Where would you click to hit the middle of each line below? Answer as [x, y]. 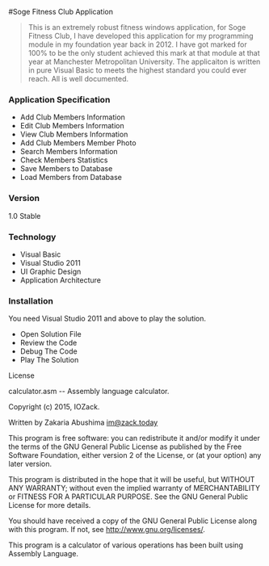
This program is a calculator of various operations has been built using [126, 545]
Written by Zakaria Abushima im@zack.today [83, 422]
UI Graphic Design [50, 271]
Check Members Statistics [64, 160]
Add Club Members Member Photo [78, 143]
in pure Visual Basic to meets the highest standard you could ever [137, 70]
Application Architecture [60, 280]
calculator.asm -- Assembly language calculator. [89, 392]
